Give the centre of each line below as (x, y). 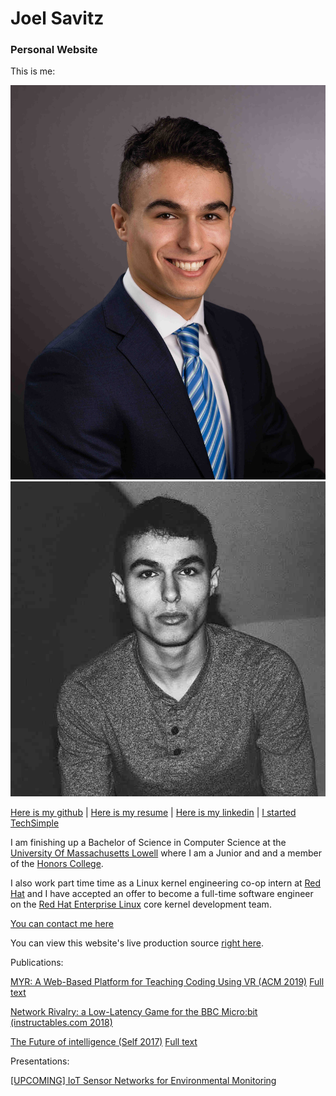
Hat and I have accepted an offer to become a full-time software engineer (162, 893)
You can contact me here (62, 923)
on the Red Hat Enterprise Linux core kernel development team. (141, 904)
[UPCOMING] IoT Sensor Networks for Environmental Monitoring (143, 1080)
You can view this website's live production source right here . (137, 943)
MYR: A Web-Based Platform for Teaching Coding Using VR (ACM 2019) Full (167, 981)
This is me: (33, 71)
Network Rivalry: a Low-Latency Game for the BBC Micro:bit (134, 1011)
